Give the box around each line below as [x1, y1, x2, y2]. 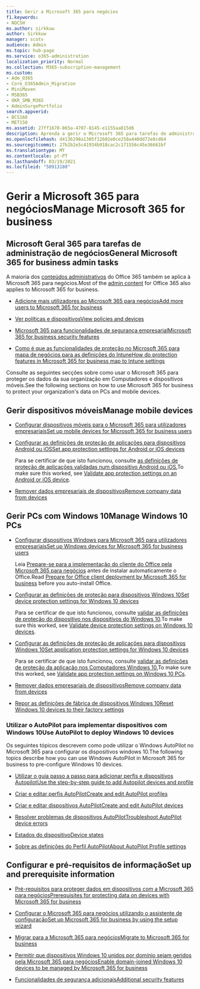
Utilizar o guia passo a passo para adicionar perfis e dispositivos [14, 772, 174, 780]
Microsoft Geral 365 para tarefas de [6, 239, 142, 249]
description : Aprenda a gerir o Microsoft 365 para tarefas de [6, 131, 167, 137]
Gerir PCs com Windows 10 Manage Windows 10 [6, 511, 188, 521]
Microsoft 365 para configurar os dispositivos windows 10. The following [6, 748, 183, 755]
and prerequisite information [6, 869, 115, 880]
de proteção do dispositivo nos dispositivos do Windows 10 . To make [14, 615, 183, 622]
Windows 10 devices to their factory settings [14, 706, 124, 713]
